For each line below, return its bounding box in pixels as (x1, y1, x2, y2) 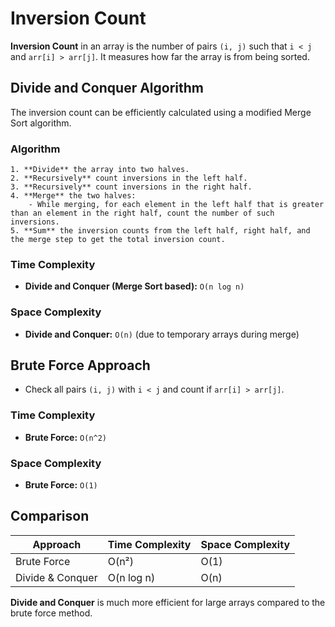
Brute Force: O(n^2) (24, 431, 108, 443)
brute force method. (10, 607, 93, 619)
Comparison (10, 508, 90, 525)
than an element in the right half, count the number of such (10, 208, 275, 219)
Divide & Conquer (15, 570, 98, 584)
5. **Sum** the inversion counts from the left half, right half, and (10, 226, 311, 236)
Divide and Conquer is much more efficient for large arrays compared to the (10, 596, 326, 608)
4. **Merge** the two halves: (10, 191, 137, 201)
